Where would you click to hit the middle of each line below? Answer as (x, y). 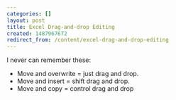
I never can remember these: (49, 60)
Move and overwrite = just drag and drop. (78, 74)
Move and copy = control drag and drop (75, 89)
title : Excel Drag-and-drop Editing (61, 27)
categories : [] (29, 14)
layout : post (26, 20)
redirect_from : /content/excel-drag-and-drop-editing (88, 40)
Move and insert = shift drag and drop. (73, 81)
